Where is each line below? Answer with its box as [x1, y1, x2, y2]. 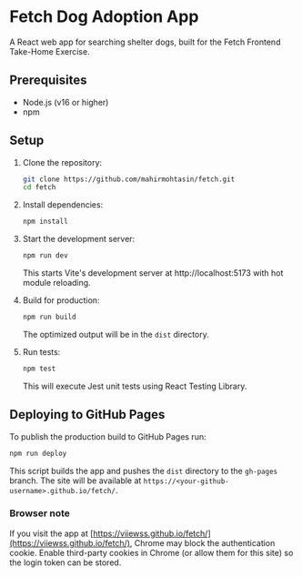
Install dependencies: [22, 199, 104, 210]
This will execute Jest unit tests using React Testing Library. [22, 380, 247, 391]
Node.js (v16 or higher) [22, 96, 109, 107]
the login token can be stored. [9, 557, 122, 568]
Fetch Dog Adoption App [9, 6, 199, 27]
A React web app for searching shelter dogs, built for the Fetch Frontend [9, 36, 281, 47]
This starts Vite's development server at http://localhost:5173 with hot [22, 268, 284, 278]
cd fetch [22, 183, 56, 192]
